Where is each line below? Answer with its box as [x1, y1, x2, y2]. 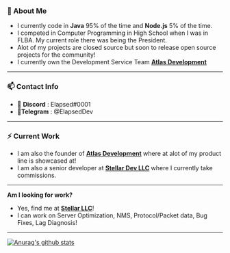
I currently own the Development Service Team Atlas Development [16, 58, 207, 66]
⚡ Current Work [7, 131, 60, 141]
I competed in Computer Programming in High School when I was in [16, 29, 209, 37]
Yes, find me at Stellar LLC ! [16, 204, 94, 212]
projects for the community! [16, 51, 96, 59]
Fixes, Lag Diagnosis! [16, 218, 77, 226]
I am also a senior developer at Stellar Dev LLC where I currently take [16, 163, 214, 172]
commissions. [16, 171, 57, 179]
